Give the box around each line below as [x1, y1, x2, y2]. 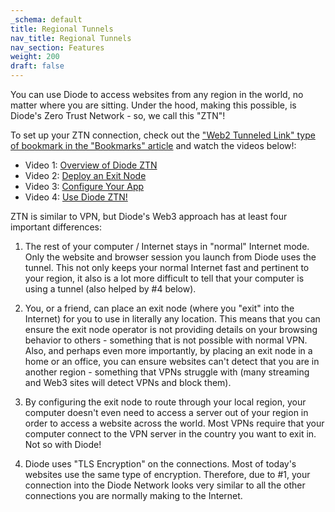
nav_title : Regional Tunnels [10, 33, 132, 43]
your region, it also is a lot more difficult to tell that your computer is [24, 272, 305, 284]
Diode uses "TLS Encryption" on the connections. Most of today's [24, 458, 297, 470]
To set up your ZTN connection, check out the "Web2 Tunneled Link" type [10, 129, 316, 141]
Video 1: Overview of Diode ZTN [24, 159, 158, 171]
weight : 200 [10, 52, 60, 62]
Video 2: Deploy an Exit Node [24, 170, 147, 181]
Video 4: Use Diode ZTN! [24, 191, 128, 203]
